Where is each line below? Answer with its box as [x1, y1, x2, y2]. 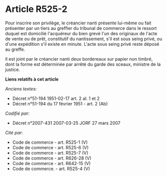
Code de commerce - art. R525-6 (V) [12, 144, 89, 150]
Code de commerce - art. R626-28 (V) [12, 155, 92, 161]
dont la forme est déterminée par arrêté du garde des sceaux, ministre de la [5, 61, 161, 67]
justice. [5, 66, 20, 73]
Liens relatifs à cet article [5, 76, 59, 82]
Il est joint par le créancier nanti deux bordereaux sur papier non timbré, [5, 56, 153, 62]
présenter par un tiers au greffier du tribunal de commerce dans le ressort [5, 25, 157, 31]
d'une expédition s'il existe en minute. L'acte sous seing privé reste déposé [5, 41, 160, 47]
